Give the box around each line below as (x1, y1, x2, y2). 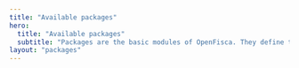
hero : (9, 21, 29, 30)
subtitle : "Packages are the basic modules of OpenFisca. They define (17, 37, 285, 47)
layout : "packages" (9, 46, 82, 55)
